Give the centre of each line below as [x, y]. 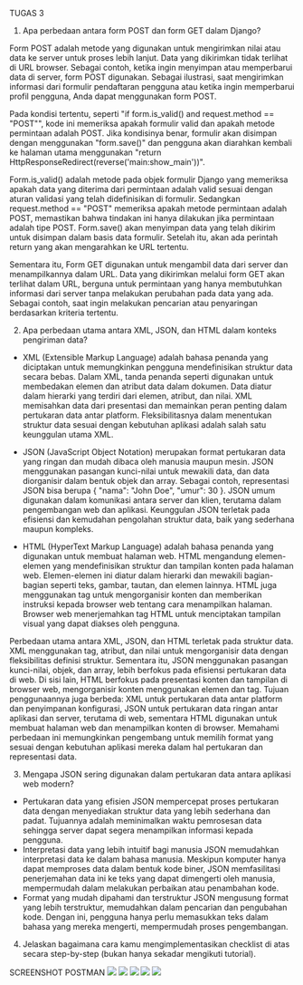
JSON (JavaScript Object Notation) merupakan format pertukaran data [154, 452]
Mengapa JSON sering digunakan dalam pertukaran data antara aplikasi [156, 774]
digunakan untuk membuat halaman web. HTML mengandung [137, 556]
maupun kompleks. [58, 529]
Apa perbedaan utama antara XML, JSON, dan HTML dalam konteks [150, 330]
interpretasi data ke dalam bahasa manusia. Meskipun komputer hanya [154, 859]
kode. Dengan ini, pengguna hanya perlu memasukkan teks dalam [145, 917]
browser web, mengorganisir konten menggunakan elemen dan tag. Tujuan [149, 689]
